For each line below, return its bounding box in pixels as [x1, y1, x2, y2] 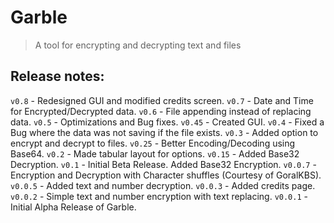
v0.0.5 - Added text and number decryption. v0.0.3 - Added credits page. [10, 179, 316, 191]
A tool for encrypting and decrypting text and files [34, 39, 242, 51]
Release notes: [10, 68, 105, 85]
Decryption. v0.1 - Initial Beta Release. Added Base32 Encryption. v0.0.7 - [10, 158, 317, 170]
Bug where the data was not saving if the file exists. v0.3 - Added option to [10, 126, 319, 138]
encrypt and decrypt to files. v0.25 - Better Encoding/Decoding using [10, 137, 296, 149]
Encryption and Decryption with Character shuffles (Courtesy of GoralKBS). [10, 169, 322, 181]
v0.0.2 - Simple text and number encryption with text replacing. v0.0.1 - [10, 190, 308, 202]
